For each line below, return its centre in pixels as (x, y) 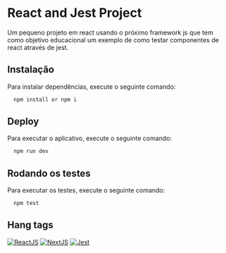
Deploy (23, 122)
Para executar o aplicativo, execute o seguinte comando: (90, 138)
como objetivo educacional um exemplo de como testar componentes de (113, 39)
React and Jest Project (75, 13)
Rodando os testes (49, 173)
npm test (26, 203)
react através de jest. (38, 47)
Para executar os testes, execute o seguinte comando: (86, 190)
